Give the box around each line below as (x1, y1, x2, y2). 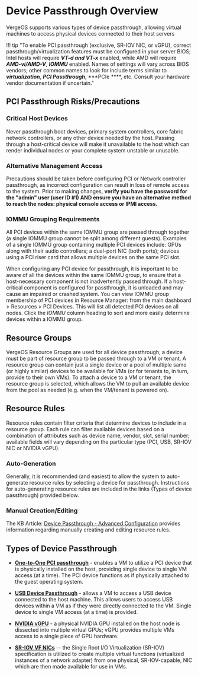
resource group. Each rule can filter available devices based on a (6, 425, 164, 432)
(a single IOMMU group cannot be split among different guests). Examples (6, 235, 187, 242)
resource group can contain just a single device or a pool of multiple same (6, 361, 187, 368)
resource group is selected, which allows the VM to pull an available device (6, 380, 189, 387)
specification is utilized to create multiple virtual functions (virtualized (14, 651, 184, 658)
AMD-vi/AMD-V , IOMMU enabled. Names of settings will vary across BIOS (6, 61, 189, 68)
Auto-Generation (6, 459, 56, 467)
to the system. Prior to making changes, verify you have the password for (6, 187, 188, 195)
